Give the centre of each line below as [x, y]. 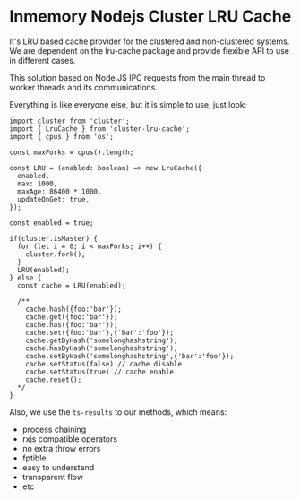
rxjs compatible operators [70, 439]
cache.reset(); [54, 379]
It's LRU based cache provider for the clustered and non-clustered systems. [150, 41]
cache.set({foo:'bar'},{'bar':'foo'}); [100, 332]
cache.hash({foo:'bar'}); [74, 309]
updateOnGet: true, [54, 199]
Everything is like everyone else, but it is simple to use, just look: [128, 104]
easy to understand [58, 467]
